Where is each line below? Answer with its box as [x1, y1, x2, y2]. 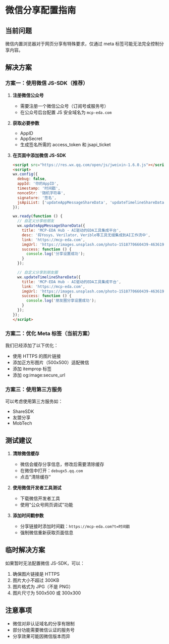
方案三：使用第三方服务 [5, 385, 62, 393]
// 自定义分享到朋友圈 [17, 270, 58, 275]
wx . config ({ [12, 171, 38, 177]
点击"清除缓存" [20, 474, 51, 480]
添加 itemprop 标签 [12, 365, 52, 372]
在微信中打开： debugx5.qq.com [20, 467, 83, 474]
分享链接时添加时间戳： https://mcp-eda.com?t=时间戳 [20, 523, 130, 529]
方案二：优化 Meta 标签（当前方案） [5, 330, 93, 337]
